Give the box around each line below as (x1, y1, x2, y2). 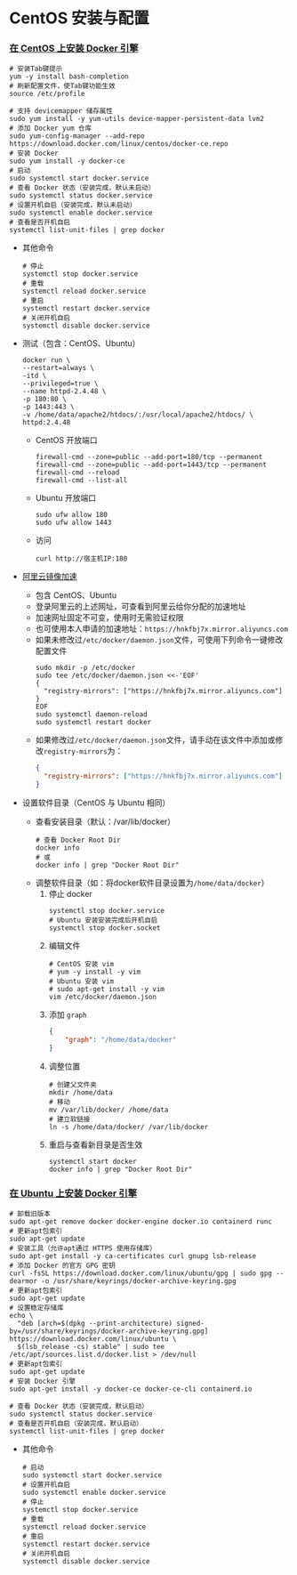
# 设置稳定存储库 (9, 1304, 64, 1312)
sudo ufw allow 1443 (35, 518, 112, 528)
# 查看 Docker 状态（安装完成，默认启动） (9, 1402, 148, 1411)
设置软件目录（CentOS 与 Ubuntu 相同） (21, 797, 171, 808)
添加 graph (48, 1009, 87, 1020)
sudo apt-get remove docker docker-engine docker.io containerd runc (9, 1217, 273, 1226)
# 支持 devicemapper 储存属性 (9, 107, 113, 116)
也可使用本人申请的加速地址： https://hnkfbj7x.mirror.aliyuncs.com (35, 624, 289, 634)
